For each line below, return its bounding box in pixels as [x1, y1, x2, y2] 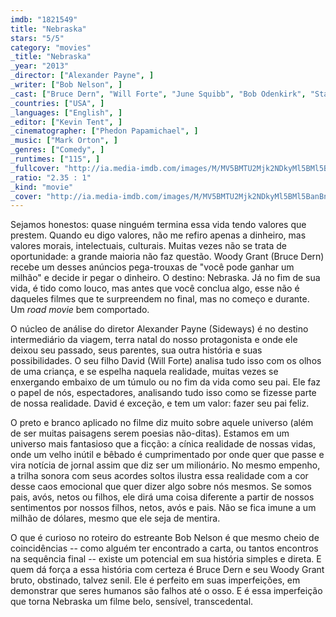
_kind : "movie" [10, 182, 74, 192]
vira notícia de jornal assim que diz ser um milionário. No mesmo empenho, [10, 459, 321, 471]
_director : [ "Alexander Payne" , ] [10, 71, 155, 81]
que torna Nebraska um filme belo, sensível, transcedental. [10, 596, 254, 608]
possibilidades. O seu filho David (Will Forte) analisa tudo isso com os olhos [10, 355, 322, 367]
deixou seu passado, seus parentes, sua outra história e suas [10, 344, 263, 356]
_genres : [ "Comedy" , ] [10, 145, 105, 155]
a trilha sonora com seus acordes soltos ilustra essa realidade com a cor [10, 470, 309, 482]
